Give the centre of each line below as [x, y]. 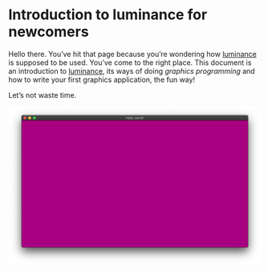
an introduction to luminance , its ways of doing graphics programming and [132, 71]
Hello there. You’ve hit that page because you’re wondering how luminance [132, 54]
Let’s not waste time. [43, 95]
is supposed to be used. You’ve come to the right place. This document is [130, 63]
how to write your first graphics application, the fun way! [102, 79]
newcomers [49, 32]
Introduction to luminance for [108, 15]
